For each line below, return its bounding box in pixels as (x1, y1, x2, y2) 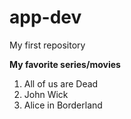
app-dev (9, 6, 82, 29)
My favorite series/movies (9, 58, 121, 70)
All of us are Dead (23, 77, 99, 90)
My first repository (9, 39, 86, 51)
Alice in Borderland (23, 99, 103, 111)
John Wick (23, 88, 69, 100)
